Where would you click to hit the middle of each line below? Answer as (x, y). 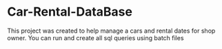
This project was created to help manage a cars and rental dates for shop (111, 31)
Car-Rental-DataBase (70, 12)
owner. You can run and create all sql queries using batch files (95, 37)
